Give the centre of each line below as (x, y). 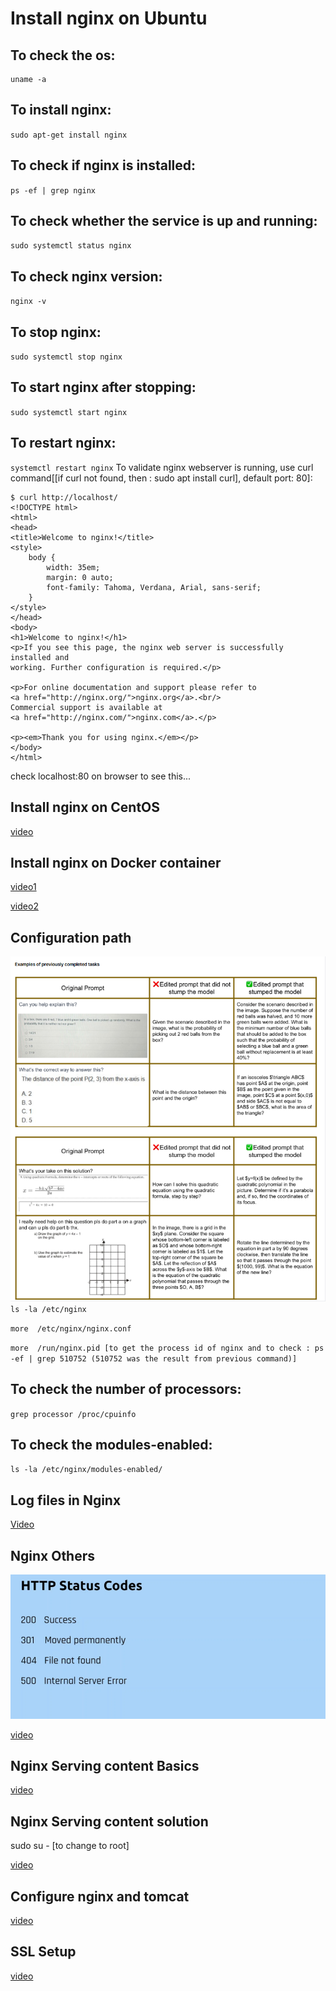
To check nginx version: (86, 276)
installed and (40, 657)
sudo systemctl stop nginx (66, 357)
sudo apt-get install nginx (69, 135)
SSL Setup (43, 1952)
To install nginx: (61, 110)
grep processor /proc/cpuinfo (73, 1414)
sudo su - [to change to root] (70, 1846)
